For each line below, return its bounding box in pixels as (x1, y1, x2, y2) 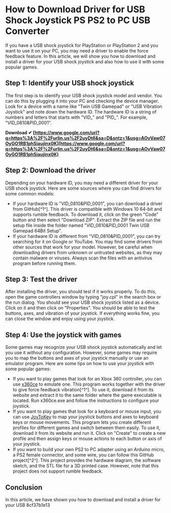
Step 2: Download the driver (5, 166, 96, 175)
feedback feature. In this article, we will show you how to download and (5, 53, 156, 59)
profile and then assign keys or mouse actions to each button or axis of (12, 436, 162, 442)
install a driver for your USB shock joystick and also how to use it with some (5, 58, 164, 64)
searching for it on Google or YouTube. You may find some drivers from (12, 238, 162, 244)
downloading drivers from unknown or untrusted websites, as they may (12, 249, 162, 255)
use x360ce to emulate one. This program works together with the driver (12, 381, 165, 387)
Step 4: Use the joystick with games (5, 330, 122, 339)
